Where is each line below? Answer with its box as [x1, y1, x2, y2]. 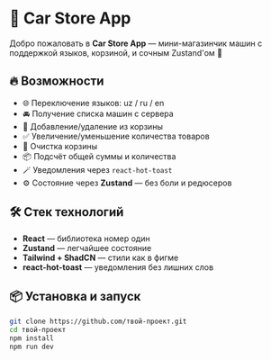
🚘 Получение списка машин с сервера [22, 108, 174, 119]
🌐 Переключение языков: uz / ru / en [22, 97, 165, 108]
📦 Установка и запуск [9, 288, 141, 304]
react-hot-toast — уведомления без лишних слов [22, 261, 214, 273]
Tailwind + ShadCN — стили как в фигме [22, 252, 179, 263]
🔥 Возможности [9, 74, 104, 89]
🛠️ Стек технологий [9, 204, 124, 220]
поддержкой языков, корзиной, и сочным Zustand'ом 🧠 [9, 47, 223, 58]
